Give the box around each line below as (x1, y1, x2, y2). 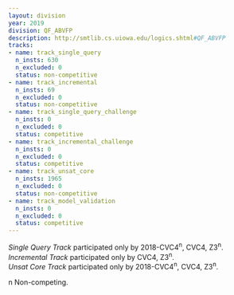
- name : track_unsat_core (8, 167, 94, 175)
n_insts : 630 (15, 57, 59, 65)
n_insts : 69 (15, 85, 56, 94)
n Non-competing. (8, 277, 69, 287)
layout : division (8, 11, 66, 20)
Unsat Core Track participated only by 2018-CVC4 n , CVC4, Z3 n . (8, 261, 219, 272)
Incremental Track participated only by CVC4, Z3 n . (8, 250, 175, 262)
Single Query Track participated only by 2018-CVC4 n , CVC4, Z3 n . (8, 241, 224, 252)
